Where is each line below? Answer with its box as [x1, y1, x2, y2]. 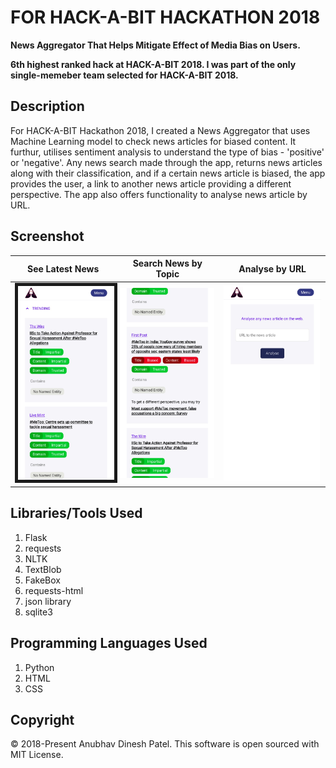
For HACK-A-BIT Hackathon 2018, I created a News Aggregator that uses [10, 124, 311, 136]
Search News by [132, 257, 203, 270]
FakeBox [24, 574, 61, 586]
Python [24, 661, 55, 673]
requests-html [24, 584, 84, 596]
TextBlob [24, 563, 62, 575]
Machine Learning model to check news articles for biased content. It [10, 135, 297, 147]
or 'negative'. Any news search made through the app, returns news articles [10, 156, 323, 168]
